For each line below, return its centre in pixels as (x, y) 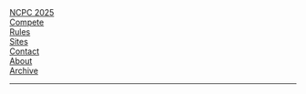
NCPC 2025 (32, 12)
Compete (27, 22)
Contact (24, 51)
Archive (24, 71)
